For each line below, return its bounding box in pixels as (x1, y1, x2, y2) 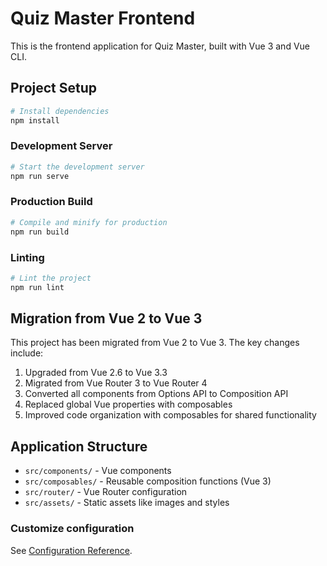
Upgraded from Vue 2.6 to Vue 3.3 (24, 367, 168, 379)
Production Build (10, 195, 93, 209)
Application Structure (10, 438, 148, 455)
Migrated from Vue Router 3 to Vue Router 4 (24, 377, 208, 389)
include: (10, 347, 44, 359)
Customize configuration (10, 522, 135, 536)
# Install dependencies (10, 106, 110, 116)
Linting (10, 250, 45, 264)
